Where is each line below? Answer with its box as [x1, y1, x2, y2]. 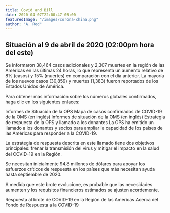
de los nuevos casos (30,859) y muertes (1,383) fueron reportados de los [5, 78, 159, 84]
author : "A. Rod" [5, 21, 42, 27]
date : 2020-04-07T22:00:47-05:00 [5, 12, 76, 17]
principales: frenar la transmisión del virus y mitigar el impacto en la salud [5, 145, 159, 151]
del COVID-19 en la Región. [5, 151, 62, 157]
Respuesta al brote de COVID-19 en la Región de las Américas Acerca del [5, 197, 158, 203]
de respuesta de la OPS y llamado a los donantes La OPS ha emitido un [5, 119, 154, 126]
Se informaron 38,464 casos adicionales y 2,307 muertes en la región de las [5, 62, 165, 68]
